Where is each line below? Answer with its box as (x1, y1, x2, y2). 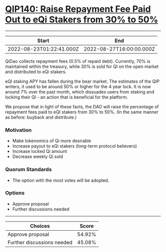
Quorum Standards (5, 166, 52, 173)
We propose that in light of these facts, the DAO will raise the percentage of (5, 103, 159, 109)
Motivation (5, 126, 32, 133)
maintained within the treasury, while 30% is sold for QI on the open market (5, 63, 159, 69)
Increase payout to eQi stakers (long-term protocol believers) (12, 143, 137, 149)
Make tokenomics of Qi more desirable (12, 138, 91, 144)
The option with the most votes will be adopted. (12, 177, 110, 183)
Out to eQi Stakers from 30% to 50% (5, 14, 159, 25)
